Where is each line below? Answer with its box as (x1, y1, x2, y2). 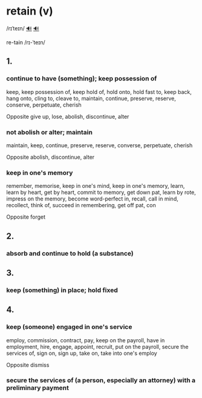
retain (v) (6, 4, 53, 18)
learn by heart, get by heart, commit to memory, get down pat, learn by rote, (6, 189, 197, 196)
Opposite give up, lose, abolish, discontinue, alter (6, 113, 129, 120)
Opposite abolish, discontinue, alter (6, 153, 95, 161)
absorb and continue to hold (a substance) (6, 249, 134, 257)
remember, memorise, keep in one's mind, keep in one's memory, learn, (6, 182, 185, 190)
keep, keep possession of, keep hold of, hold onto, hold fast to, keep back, (6, 88, 192, 95)
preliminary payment (6, 383, 70, 392)
